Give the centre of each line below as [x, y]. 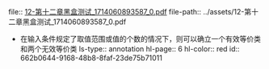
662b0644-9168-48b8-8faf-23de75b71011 [91, 58]
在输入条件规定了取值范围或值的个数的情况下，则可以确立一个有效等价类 [140, 39]
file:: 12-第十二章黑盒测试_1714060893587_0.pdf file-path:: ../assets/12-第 [130, 12]
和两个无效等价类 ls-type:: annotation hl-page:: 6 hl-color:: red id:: [130, 49]
